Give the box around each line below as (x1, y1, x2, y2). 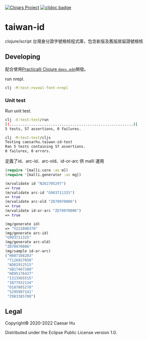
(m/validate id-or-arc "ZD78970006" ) (5, 208, 82, 214)
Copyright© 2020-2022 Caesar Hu (5, 320, 75, 326)
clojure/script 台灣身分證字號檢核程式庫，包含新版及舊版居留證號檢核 (5, 38, 143, 44)
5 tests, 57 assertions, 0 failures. (5, 126, 82, 131)
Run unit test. (5, 107, 32, 114)
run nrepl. (5, 76, 25, 82)
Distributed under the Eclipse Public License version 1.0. (5, 330, 117, 336)
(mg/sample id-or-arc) (5, 249, 51, 254)
